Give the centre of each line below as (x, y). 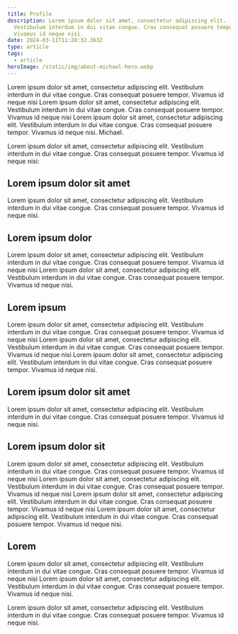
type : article (28, 47)
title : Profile (30, 14)
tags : (15, 54)
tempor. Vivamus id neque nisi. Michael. (66, 132)
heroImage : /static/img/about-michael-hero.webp (80, 67)
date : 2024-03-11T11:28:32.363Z (55, 40)
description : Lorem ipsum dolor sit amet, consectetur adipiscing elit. (117, 21)
